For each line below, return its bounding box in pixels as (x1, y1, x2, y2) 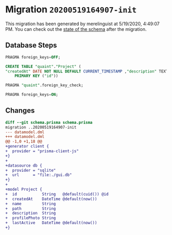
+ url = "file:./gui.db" (5, 172, 72, 178)
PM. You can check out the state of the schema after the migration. (5, 26, 147, 32)
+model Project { (5, 187, 42, 192)
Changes (5, 106, 35, 115)
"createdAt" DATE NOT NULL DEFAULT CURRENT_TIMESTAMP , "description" (5, 68, 157, 74)
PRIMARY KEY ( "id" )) (14, 74, 58, 79)
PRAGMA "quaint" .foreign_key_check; (5, 83, 83, 88)
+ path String (5, 206, 56, 211)
